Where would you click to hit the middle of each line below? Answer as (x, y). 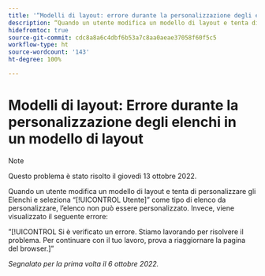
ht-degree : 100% (35, 60)
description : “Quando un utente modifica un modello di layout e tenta (128, 23)
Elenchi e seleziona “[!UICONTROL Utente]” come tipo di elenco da (117, 200)
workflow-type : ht (38, 45)
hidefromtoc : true (38, 30)
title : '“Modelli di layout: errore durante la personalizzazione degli (130, 15)
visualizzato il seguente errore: (58, 216)
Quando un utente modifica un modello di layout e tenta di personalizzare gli (132, 191)
